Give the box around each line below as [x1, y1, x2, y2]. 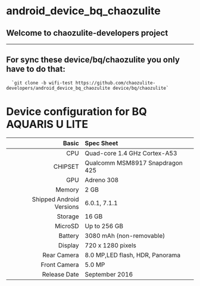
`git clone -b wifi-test [11, 80, 73, 86]
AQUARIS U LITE [6, 118, 89, 131]
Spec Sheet [85, 139, 118, 147]
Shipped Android [32, 195, 79, 203]
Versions [54, 202, 79, 210]
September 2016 [85, 270, 133, 278]
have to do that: [6, 64, 65, 74]
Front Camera [40, 260, 79, 269]
